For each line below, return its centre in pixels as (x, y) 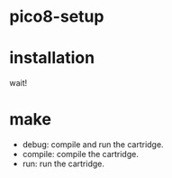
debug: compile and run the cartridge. (93, 145)
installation (52, 58)
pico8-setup (57, 17)
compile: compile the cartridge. (81, 155)
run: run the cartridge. (63, 164)
